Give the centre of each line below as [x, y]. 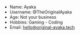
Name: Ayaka [23, 7]
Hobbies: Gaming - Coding [36, 22]
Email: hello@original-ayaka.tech [42, 27]
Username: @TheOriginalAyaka [41, 12]
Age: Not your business [33, 17]
